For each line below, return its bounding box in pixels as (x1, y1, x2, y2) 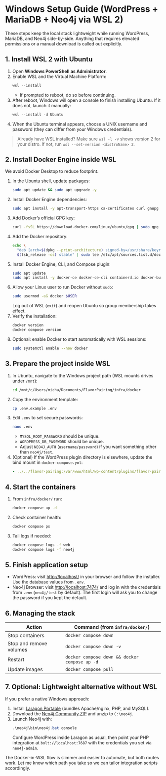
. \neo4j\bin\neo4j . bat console (12, 725, 77, 731)
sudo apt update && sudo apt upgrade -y (12, 188, 97, 193)
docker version (12, 323, 44, 328)
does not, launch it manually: (12, 102, 71, 108)
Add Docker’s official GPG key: (12, 215, 75, 221)
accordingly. (5, 765, 31, 771)
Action (26, 624, 42, 631)
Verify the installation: (12, 313, 57, 319)
